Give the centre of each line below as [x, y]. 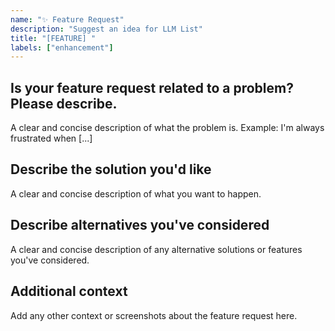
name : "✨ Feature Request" [67, 19]
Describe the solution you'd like [111, 169]
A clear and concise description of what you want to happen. [136, 193]
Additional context [69, 291]
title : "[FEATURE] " [53, 38]
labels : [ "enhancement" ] [62, 47]
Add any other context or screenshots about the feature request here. [154, 315]
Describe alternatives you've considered [140, 225]
